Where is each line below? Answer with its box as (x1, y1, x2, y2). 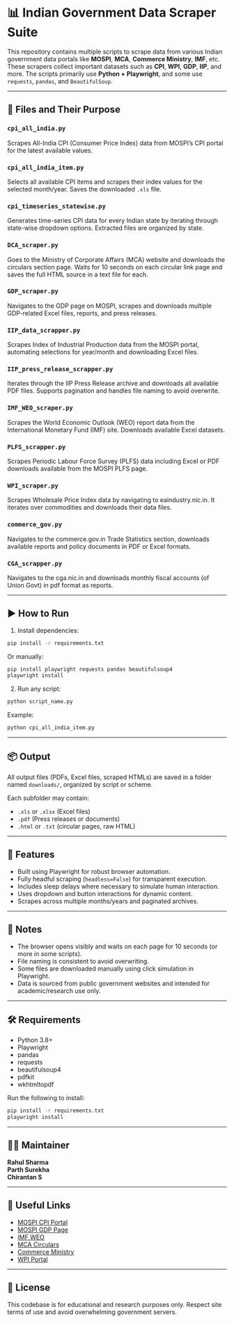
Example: (7, 711, 34, 719)
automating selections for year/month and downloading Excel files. (7, 348, 199, 357)
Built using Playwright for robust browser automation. (17, 867, 171, 875)
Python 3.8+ (17, 1036, 54, 1044)
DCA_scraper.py (7, 241, 59, 249)
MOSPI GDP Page (17, 1226, 68, 1234)
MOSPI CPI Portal (17, 1218, 68, 1226)
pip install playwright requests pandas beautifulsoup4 (7, 666, 173, 673)
